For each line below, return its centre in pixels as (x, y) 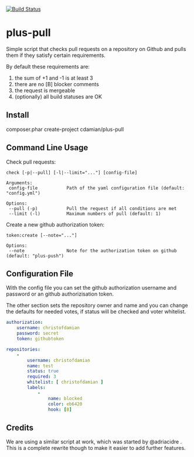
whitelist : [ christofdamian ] (65, 382)
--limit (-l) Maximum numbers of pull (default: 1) (85, 214)
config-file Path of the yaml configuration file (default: (96, 188)
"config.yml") (23, 193)
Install (18, 115)
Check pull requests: (31, 162)
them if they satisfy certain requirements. (56, 55)
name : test (40, 366)
